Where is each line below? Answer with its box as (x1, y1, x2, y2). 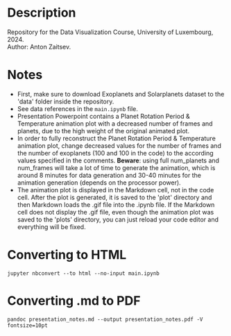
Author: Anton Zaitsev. (7, 42, 71, 51)
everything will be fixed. (17, 222, 86, 230)
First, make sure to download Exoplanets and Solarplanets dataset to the (17, 90, 225, 98)
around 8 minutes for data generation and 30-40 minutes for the (17, 171, 201, 179)
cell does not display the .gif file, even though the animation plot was (17, 208, 214, 216)
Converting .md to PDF (7, 293, 141, 308)
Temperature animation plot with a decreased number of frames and (17, 119, 213, 128)
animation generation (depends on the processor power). (17, 178, 182, 187)
